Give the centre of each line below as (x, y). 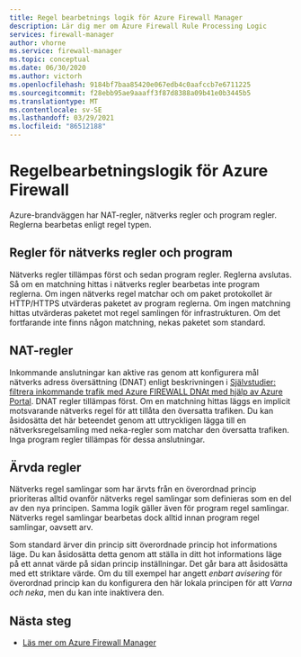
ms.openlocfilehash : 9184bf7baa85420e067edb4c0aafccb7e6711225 (130, 85)
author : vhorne (38, 43)
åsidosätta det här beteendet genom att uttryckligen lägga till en (128, 420)
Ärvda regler (45, 468)
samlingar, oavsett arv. (51, 527)
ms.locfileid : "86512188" (58, 127)
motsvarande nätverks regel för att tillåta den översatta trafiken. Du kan (142, 410)
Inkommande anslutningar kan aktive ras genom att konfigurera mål (134, 372)
